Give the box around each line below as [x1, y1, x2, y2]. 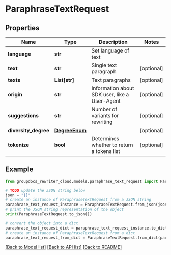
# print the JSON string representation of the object [5, 207, 124, 212]
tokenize [8, 141, 30, 148]
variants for [91, 112, 119, 119]
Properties [5, 23, 40, 32]
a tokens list [91, 148, 121, 155]
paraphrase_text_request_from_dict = [5, 235, 85, 240]
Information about [91, 85, 134, 92]
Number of [91, 106, 118, 113]
